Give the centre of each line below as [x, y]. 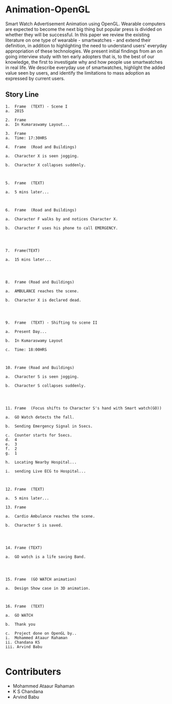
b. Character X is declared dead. [43, 300]
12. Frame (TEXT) [25, 489]
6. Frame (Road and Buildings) [41, 210]
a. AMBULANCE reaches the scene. [42, 291]
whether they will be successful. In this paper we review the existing [78, 34]
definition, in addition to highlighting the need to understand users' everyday [86, 45]
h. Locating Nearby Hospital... [41, 462]
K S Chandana [28, 691]
